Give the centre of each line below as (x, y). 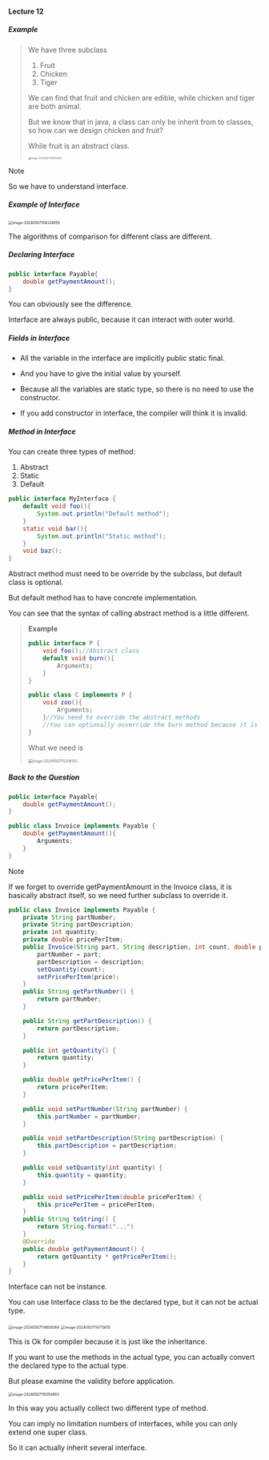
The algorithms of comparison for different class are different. (110, 236)
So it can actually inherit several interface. (78, 1448)
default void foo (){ (57, 507)
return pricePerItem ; (73, 1087)
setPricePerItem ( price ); (78, 977)
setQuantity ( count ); (71, 969)
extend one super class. (48, 1432)
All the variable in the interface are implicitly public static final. (122, 358)
